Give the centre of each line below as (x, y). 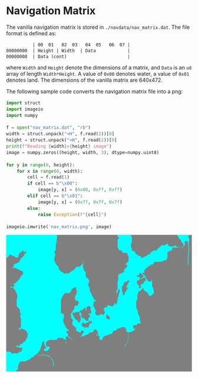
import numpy (22, 115)
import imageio (25, 109)
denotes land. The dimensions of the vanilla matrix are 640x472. (85, 80)
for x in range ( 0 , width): (50, 171)
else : (34, 208)
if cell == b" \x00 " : (52, 183)
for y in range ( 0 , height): (41, 165)
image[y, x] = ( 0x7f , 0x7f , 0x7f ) (80, 202)
